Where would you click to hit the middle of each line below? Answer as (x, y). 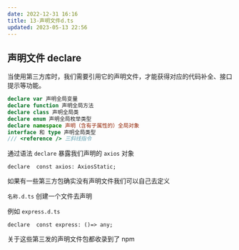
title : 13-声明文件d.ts (40, 21)
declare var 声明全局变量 (43, 99)
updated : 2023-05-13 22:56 (47, 27)
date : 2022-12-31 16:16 (43, 14)
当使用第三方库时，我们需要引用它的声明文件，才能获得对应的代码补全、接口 (120, 76)
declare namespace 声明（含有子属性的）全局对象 (73, 126)
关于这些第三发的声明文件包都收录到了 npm (71, 239)
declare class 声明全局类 (43, 112)
